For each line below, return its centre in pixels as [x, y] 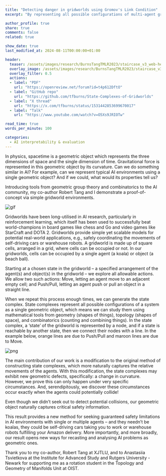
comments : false [22, 33]
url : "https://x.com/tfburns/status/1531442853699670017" [75, 106]
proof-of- [136, 192]
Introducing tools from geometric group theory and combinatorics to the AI [81, 187]
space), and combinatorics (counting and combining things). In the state [79, 320]
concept [14, 197]
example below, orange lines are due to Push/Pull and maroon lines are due [82, 336]
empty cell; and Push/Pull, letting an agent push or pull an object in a [75, 284]
